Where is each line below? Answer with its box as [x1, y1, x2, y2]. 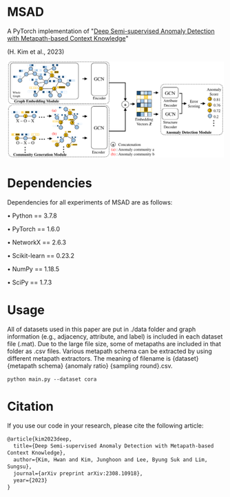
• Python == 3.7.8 [7, 211, 57, 220]
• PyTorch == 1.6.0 [7, 224, 61, 233]
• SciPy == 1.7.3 [7, 278, 52, 286]
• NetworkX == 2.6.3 [7, 238, 67, 246]
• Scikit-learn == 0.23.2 [7, 251, 74, 260]
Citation [7, 399, 54, 414]
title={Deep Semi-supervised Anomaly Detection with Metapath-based [13, 442, 214, 450]
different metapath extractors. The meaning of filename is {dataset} [7, 354, 199, 362]
